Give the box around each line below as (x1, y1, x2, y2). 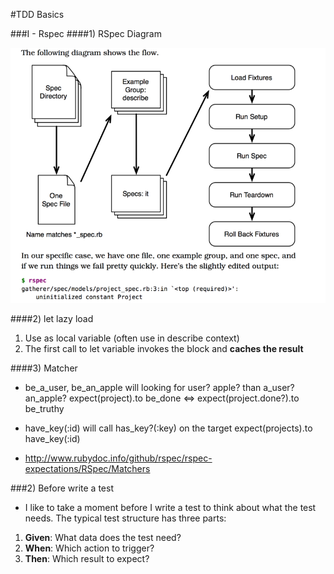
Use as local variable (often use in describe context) (24, 332, 240, 344)
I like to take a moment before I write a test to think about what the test (24, 501, 317, 513)
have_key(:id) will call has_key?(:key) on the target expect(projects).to (24, 422, 313, 434)
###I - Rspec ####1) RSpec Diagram (10, 28, 162, 39)
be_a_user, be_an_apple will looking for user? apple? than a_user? (24, 381, 295, 393)
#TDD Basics (10, 9, 65, 20)
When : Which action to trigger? (24, 542, 155, 554)
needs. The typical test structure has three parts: (24, 512, 227, 524)
